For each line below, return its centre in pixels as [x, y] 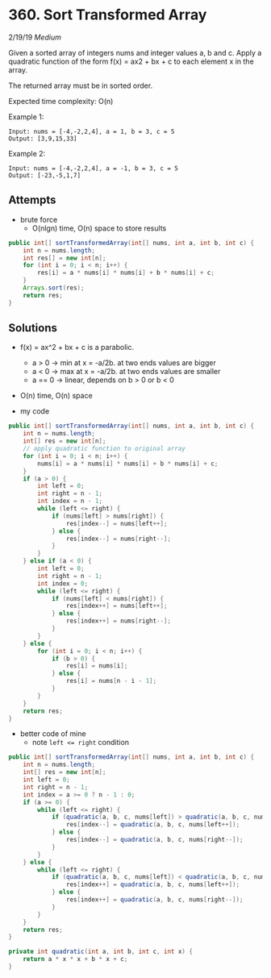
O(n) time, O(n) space [56, 396]
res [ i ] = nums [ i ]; [97, 666]
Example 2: [27, 153]
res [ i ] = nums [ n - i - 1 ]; [111, 681]
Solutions [33, 328]
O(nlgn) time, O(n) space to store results [99, 228]
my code [35, 411]
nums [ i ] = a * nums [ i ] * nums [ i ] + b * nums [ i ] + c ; [128, 464]
